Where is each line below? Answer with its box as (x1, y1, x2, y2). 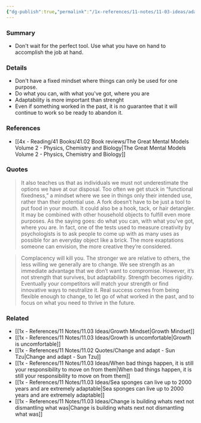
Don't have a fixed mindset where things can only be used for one (14, 77, 178, 85)
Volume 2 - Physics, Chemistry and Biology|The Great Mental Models (14, 144, 187, 151)
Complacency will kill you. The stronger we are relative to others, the (20, 254, 190, 262)
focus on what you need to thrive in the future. (20, 299, 136, 306)
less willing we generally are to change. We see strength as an (20, 260, 175, 268)
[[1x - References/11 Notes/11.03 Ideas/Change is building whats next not (14, 398, 194, 405)
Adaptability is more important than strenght (14, 97, 124, 104)
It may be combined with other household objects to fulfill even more (20, 211, 191, 218)
